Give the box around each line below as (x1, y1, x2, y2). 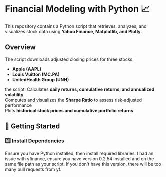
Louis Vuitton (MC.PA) (12, 71, 60, 77)
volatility (5, 91, 24, 97)
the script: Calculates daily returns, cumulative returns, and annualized (5, 86, 155, 92)
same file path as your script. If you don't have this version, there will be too (5, 161, 161, 167)
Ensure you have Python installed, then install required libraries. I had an (5, 150, 154, 157)
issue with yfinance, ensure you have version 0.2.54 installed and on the (5, 156, 154, 162)
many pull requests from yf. (5, 166, 62, 172)
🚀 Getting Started (5, 122, 60, 131)
